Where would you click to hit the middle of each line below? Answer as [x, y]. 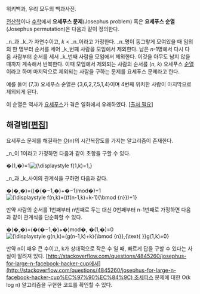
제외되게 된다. [22, 92]
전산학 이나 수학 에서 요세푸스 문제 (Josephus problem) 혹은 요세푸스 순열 [90, 22]
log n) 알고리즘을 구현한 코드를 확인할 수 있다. [59, 284]
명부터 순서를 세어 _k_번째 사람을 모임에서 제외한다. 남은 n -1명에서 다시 [101, 49]
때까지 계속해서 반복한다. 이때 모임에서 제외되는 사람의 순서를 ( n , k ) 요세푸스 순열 [100, 64]
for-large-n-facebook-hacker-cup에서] [53, 263]
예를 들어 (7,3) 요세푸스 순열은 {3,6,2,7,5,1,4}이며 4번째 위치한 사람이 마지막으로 [99, 84]
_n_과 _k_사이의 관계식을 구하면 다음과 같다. [57, 178]
